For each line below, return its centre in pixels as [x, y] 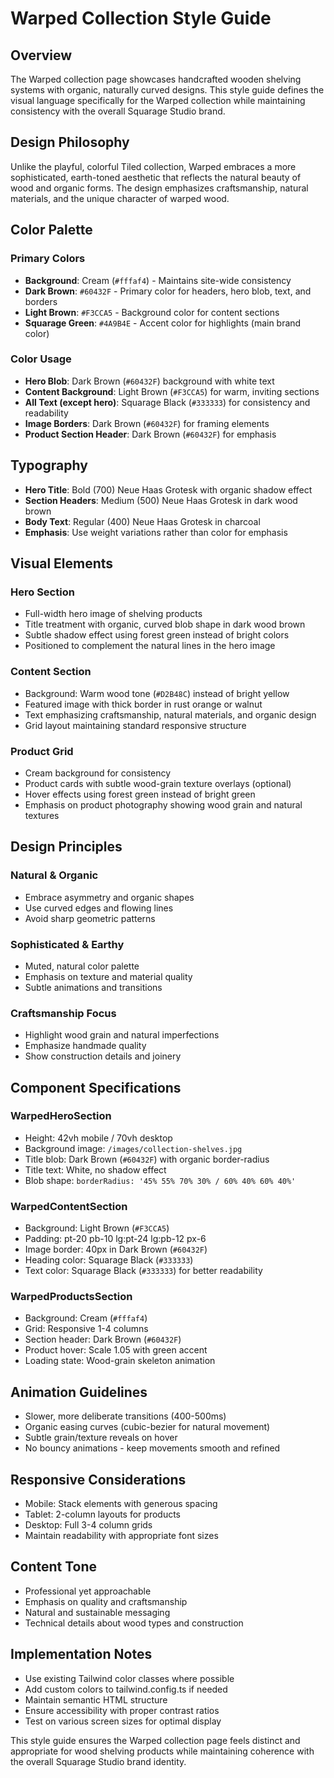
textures [42, 815]
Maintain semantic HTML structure [96, 1699]
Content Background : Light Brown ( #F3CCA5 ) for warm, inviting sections [172, 391]
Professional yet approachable [88, 1591]
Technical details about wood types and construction [134, 1623]
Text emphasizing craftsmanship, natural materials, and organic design [170, 714]
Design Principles [66, 847]
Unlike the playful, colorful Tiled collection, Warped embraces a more [153, 166]
